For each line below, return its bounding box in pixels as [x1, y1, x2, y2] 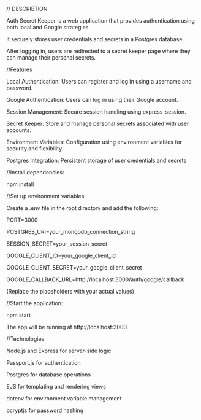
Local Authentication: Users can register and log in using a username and [6, 78, 192, 85]
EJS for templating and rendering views [6, 383, 106, 390]
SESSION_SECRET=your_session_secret [6, 240, 108, 247]
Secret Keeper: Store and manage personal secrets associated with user [6, 120, 189, 127]
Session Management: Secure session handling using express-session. [6, 108, 186, 115]
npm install [6, 181, 34, 188]
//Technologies [6, 335, 45, 343]
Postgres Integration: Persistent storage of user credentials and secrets [6, 157, 187, 164]
